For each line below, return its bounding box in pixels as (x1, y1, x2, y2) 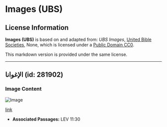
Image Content (5, 86, 42, 93)
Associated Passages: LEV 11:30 (12, 116, 81, 122)
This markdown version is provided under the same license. (5, 51, 128, 57)
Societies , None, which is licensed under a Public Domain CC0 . (5, 42, 135, 48)
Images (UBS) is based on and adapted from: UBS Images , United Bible (5, 36, 152, 42)
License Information (5, 23, 69, 32)
